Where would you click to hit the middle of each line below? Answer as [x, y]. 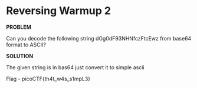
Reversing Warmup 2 [58, 11]
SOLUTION [20, 56]
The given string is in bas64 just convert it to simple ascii [75, 67]
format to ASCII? [26, 45]
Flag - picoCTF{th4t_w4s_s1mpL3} [48, 79]
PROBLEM [19, 27]
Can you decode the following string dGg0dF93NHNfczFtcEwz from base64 [99, 38]
